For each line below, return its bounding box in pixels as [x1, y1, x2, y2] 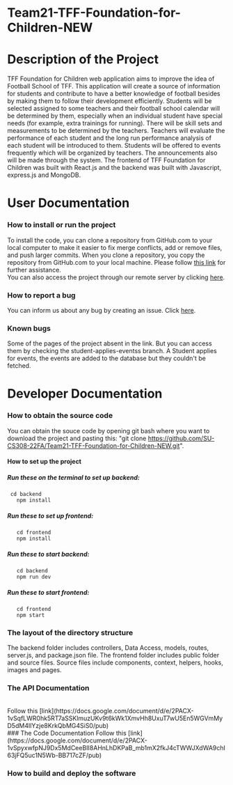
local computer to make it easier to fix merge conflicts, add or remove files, [7, 243, 223, 251]
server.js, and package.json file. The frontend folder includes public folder [7, 651, 220, 660]
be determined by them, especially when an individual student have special [7, 111, 223, 120]
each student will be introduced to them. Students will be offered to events [7, 141, 221, 150]
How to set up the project [7, 458, 82, 466]
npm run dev [16, 573, 51, 581]
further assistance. [7, 265, 61, 274]
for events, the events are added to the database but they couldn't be [7, 354, 207, 363]
